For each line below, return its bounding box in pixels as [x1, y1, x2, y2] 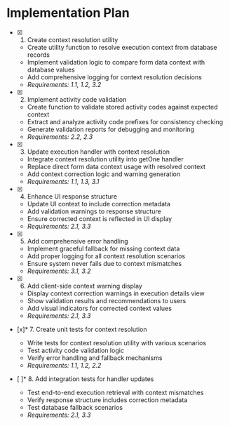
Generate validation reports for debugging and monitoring [27, 125, 194, 133]
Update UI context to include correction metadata [27, 199, 171, 208]
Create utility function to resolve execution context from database [27, 43, 217, 51]
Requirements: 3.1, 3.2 [27, 267, 91, 275]
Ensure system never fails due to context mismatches [27, 259, 182, 267]
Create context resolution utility [27, 35, 119, 44]
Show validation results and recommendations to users [27, 296, 187, 305]
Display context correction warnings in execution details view [27, 289, 205, 298]
